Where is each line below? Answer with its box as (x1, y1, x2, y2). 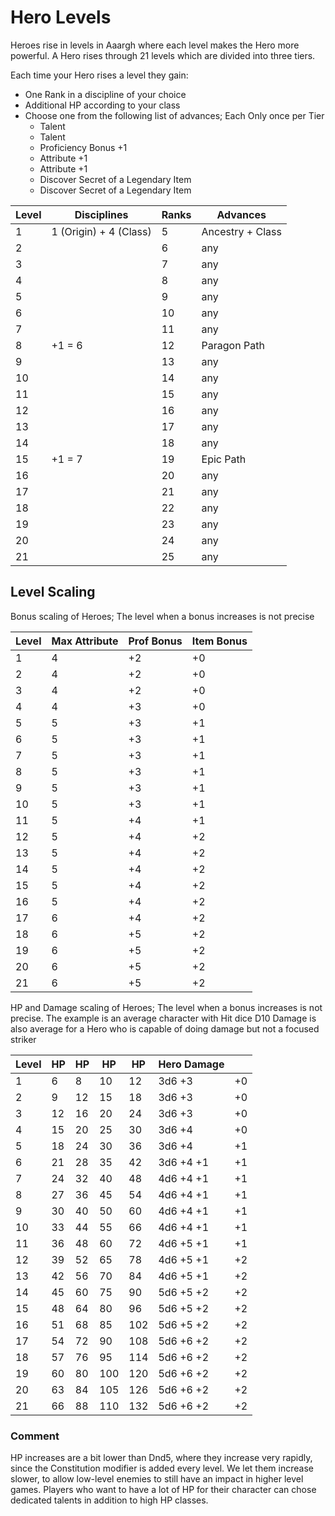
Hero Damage (158, 1057, 225, 1071)
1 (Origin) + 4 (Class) (51, 224, 152, 238)
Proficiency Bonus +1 (39, 141, 128, 153)
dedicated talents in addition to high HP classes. (10, 1494, 209, 1506)
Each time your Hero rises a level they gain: (10, 69, 189, 81)
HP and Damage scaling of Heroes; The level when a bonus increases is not (10, 1001, 323, 1013)
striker (10, 1033, 37, 1045)
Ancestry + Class (201, 224, 282, 238)
